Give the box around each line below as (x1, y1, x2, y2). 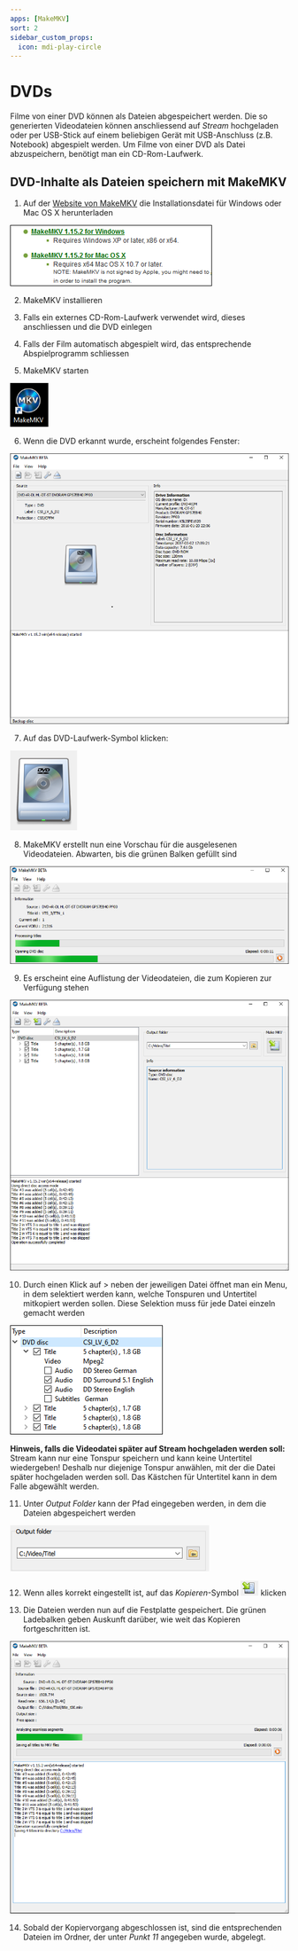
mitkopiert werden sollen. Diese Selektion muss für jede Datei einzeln (22, 1298, 276, 1309)
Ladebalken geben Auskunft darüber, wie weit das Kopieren (22, 1614, 241, 1625)
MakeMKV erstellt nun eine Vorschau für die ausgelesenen (22, 839, 238, 850)
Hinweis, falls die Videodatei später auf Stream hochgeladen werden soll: (10, 1444, 286, 1454)
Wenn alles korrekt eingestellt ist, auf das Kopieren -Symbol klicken (22, 1587, 287, 1598)
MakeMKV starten (22, 365, 89, 376)
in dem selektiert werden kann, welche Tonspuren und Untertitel (22, 1289, 257, 1299)
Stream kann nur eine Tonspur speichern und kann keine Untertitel (10, 1453, 253, 1463)
